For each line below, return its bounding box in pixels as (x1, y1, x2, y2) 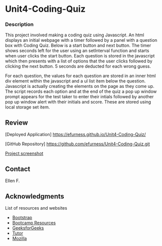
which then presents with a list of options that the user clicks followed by (5, 58, 153, 64)
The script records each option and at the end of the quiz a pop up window (5, 88, 157, 94)
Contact (5, 164, 30, 173)
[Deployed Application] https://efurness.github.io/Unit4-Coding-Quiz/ (5, 132, 146, 137)
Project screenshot (5, 151, 44, 157)
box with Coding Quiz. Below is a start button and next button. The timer (5, 43, 151, 49)
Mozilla (12, 235, 27, 241)
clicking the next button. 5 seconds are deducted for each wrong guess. (5, 63, 151, 69)
